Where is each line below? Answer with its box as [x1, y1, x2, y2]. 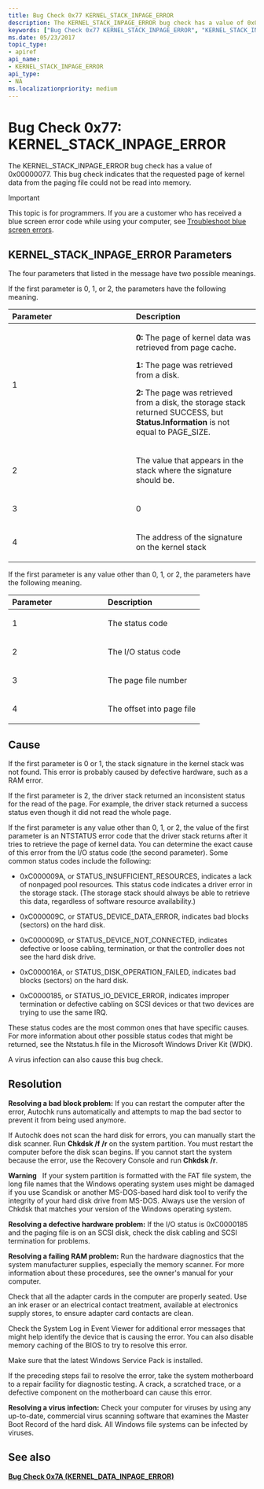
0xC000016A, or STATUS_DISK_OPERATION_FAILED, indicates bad [19, 967, 236, 976]
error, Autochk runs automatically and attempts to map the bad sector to [8, 1107, 242, 1116]
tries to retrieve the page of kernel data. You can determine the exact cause [8, 839, 253, 849]
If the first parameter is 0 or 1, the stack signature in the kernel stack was [8, 758, 244, 768]
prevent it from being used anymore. [8, 1115, 126, 1125]
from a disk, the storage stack [136, 397, 246, 408]
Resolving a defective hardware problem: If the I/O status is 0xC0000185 [8, 1219, 248, 1229]
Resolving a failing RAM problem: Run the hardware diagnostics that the [8, 1251, 244, 1261]
